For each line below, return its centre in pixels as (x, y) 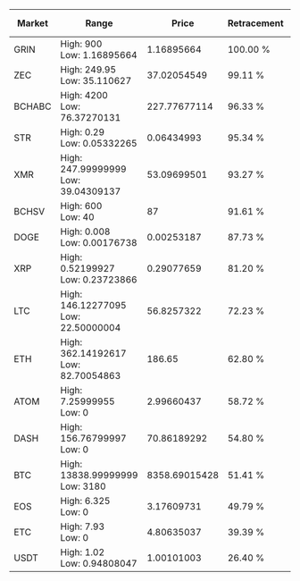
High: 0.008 (85, 232)
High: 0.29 (83, 132)
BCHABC (33, 106)
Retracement (255, 23)
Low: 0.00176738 (99, 243)
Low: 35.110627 (96, 81)
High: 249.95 (88, 69)
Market (33, 23)
